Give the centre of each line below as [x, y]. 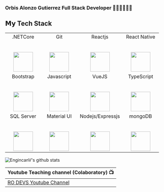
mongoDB [141, 116]
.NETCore [23, 37]
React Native [141, 37]
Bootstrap [23, 76]
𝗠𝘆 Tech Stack [29, 24]
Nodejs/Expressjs [100, 116]
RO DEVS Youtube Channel [39, 182]
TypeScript [141, 76]
